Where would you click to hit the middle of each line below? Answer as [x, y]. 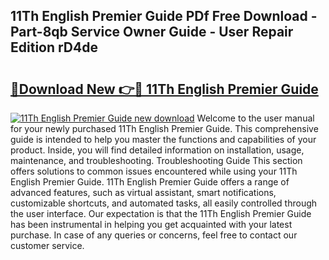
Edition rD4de [54, 47]
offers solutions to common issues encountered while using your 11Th [154, 171]
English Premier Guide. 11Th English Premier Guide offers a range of [150, 182]
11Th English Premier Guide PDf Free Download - [164, 16]
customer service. [47, 245]
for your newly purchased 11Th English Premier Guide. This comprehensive [164, 128]
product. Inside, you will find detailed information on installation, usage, [157, 150]
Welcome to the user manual [255, 118]
